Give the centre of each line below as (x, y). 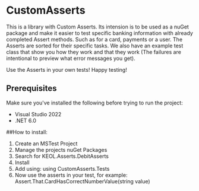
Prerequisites (31, 89)
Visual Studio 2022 (38, 114)
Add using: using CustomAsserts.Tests (62, 168)
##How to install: (27, 132)
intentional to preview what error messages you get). (71, 58)
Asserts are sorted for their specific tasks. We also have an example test (95, 46)
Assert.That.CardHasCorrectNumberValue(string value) (82, 181)
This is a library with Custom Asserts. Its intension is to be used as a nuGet (97, 27)
